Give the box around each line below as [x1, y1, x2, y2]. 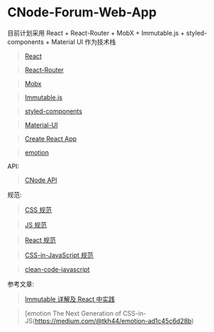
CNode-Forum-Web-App [7, 4, 157, 21]
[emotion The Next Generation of [24, 309, 122, 317]
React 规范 [24, 235, 57, 244]
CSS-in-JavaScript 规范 [24, 250, 94, 259]
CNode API [24, 176, 57, 184]
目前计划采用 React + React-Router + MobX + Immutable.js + [7, 28, 185, 37]
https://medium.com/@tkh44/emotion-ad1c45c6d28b [34, 316, 192, 325]
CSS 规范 [24, 205, 52, 214]
